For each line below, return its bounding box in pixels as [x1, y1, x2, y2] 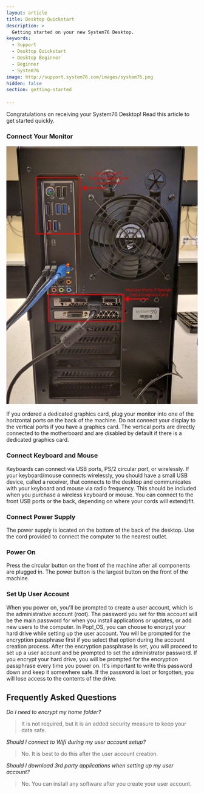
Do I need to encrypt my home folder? [6, 709, 101, 716]
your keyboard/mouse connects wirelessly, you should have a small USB [6, 472, 188, 479]
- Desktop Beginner [12, 55, 61, 61]
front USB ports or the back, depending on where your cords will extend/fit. [6, 497, 195, 504]
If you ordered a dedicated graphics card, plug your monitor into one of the [6, 410, 194, 417]
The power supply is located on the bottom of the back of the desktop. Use [6, 526, 194, 534]
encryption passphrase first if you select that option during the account [6, 636, 185, 644]
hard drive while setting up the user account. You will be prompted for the [6, 630, 191, 637]
